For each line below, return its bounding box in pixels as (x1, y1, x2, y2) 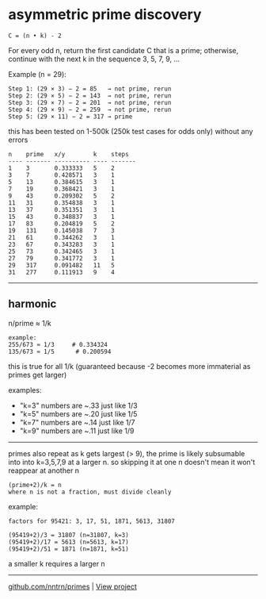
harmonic (8, 298, 57, 311)
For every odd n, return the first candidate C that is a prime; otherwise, (8, 45, 239, 55)
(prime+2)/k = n (8, 481, 62, 489)
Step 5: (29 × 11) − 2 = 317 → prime (8, 113, 133, 121)
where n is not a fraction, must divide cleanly (8, 488, 172, 496)
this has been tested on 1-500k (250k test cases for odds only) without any (8, 126, 253, 136)
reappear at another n (8, 466, 80, 475)
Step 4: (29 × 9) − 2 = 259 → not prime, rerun (8, 106, 172, 113)
